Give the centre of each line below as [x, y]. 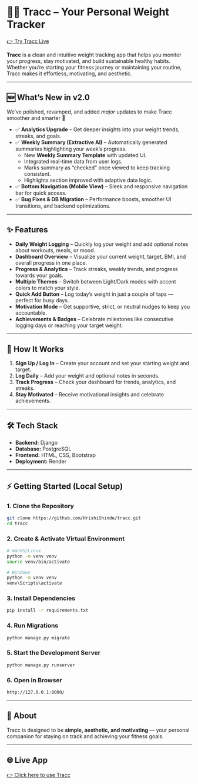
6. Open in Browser [34, 680]
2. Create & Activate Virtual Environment [66, 539]
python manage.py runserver [41, 665]
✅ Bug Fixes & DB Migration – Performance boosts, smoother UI [93, 199]
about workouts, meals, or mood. [55, 250]
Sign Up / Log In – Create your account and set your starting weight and [102, 363]
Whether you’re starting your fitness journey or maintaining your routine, [94, 67]
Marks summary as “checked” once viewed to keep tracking [97, 168]
